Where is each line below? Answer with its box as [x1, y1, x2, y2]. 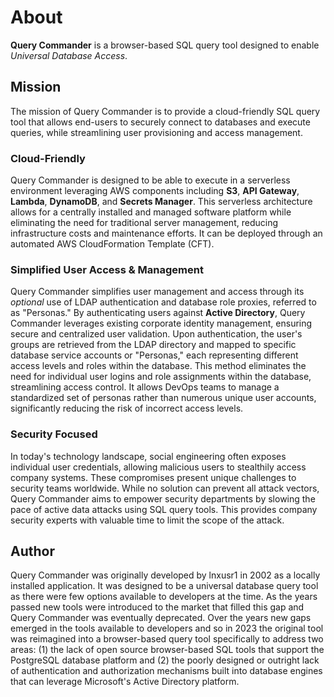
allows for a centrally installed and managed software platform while [10, 206, 292, 218]
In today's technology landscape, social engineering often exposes [10, 450, 287, 462]
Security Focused [10, 427, 98, 441]
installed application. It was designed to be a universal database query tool [10, 580, 319, 592]
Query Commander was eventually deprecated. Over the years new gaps [10, 612, 312, 624]
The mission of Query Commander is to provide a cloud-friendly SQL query [10, 105, 321, 117]
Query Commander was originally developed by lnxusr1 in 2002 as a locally [10, 569, 321, 581]
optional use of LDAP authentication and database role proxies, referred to [10, 296, 317, 308]
